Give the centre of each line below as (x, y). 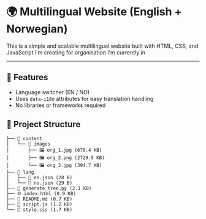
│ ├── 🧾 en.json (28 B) (39, 177)
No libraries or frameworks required (60, 105)
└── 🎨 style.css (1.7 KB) (39, 210)
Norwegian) (37, 29)
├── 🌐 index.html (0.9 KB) (41, 193)
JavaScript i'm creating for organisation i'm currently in (76, 52)
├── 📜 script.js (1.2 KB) (39, 204)
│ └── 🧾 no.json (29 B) (39, 183)
